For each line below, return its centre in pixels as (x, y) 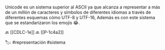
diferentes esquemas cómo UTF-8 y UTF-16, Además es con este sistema (80, 17)
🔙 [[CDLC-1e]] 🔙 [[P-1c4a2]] (34, 32)
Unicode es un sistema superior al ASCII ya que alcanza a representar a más (83, 7)
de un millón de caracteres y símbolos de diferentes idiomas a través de (78, 12)
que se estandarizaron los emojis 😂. (42, 23)
